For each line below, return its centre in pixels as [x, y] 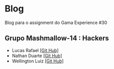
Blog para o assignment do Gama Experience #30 [56, 22]
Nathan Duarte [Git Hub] [37, 55]
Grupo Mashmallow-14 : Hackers [57, 38]
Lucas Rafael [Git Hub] [35, 50]
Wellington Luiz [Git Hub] [38, 61]
